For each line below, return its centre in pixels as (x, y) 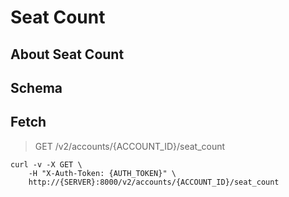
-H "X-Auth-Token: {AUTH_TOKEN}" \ (102, 173)
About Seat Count (67, 54)
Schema (36, 87)
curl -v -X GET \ (46, 164)
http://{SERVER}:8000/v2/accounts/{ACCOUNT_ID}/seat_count (154, 182)
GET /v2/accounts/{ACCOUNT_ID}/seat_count (130, 146)
